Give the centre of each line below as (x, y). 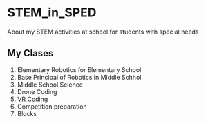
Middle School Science (50, 85)
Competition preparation (52, 106)
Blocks (27, 113)
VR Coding (32, 99)
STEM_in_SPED (52, 13)
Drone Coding (37, 91)
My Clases (30, 53)
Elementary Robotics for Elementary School (79, 69)
